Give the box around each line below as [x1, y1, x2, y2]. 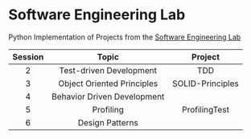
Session [12, 51, 44, 62]
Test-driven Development [59, 64, 158, 76]
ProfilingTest [182, 104, 229, 115]
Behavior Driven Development [51, 91, 165, 102]
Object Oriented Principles [58, 78, 158, 89]
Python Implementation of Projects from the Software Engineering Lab [8, 32, 241, 42]
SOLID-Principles [172, 78, 240, 89]
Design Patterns [77, 117, 138, 128]
